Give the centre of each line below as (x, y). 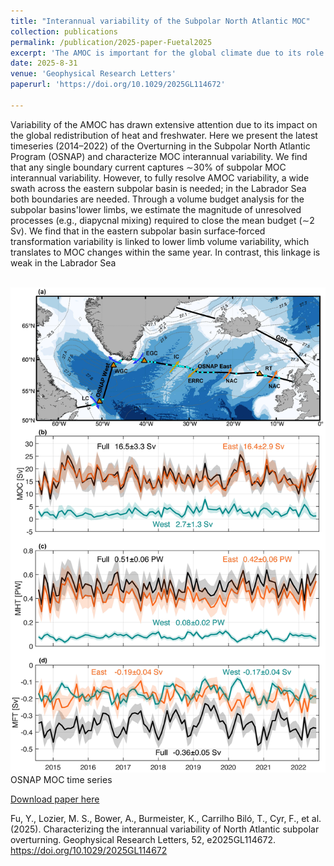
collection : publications (64, 31)
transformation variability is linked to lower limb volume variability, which (160, 241)
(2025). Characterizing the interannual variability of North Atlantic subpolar (165, 829)
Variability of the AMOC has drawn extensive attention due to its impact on (164, 124)
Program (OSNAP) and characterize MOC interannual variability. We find (159, 156)
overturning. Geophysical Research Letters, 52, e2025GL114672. (143, 839)
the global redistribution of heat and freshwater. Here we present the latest (164, 135)
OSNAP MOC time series (61, 779)
